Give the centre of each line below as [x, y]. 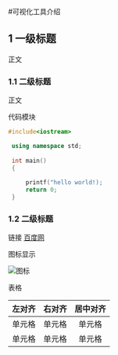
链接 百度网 [26, 238]
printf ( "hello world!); [64, 183]
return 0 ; [41, 190]
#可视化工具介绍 [34, 11]
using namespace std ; [46, 146]
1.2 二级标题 [31, 219]
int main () [29, 161]
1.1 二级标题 [30, 81]
